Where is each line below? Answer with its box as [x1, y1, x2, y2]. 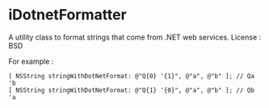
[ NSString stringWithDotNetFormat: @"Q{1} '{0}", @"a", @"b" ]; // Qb [8, 86, 254, 94]
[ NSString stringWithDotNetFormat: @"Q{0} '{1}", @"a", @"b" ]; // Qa [8, 72, 254, 80]
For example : [8, 56, 54, 66]
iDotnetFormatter [8, 6, 127, 24]
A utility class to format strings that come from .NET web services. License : [8, 32, 262, 42]
